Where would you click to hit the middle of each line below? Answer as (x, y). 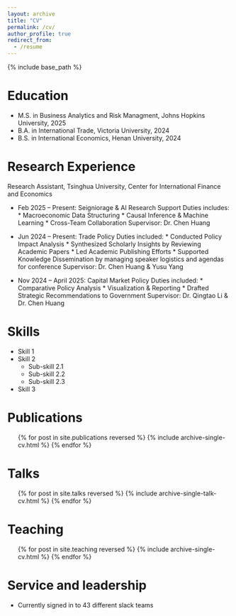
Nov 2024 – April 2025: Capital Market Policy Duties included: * (110, 280)
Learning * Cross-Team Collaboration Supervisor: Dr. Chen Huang (114, 222)
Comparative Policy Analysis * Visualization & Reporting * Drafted (113, 287)
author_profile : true (39, 34)
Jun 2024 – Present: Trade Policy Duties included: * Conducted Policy (119, 236)
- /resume (28, 47)
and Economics (30, 194)
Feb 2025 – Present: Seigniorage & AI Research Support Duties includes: (123, 207)
